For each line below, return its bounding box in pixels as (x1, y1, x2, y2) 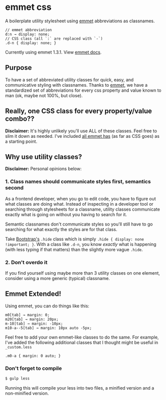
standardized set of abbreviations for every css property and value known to (5, 87, 162, 93)
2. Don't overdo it (5, 259, 48, 266)
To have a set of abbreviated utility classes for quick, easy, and (5, 76, 134, 83)
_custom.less (5, 344, 32, 349)
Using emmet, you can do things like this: (5, 303, 90, 309)
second (5, 184, 24, 191)
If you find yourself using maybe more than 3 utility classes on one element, (5, 270, 160, 276)
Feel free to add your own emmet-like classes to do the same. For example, (5, 334, 159, 340)
